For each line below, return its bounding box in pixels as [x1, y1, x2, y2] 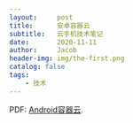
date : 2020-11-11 [9, 37, 98, 47]
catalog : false [9, 63, 66, 72]
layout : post [9, 12, 74, 22]
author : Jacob [9, 46, 77, 55]
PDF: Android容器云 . [9, 104, 84, 115]
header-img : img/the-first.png [9, 54, 125, 63]
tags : [9, 71, 29, 80]
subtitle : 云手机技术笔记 [9, 29, 104, 38]
